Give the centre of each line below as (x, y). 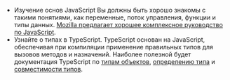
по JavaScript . (35, 32)
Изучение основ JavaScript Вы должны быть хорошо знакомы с (110, 10)
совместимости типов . (48, 69)
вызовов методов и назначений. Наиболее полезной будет (102, 54)
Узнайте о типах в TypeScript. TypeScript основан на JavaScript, (109, 40)
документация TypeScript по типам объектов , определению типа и (114, 62)
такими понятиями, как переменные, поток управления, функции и (115, 17)
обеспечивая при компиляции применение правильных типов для (114, 47)
